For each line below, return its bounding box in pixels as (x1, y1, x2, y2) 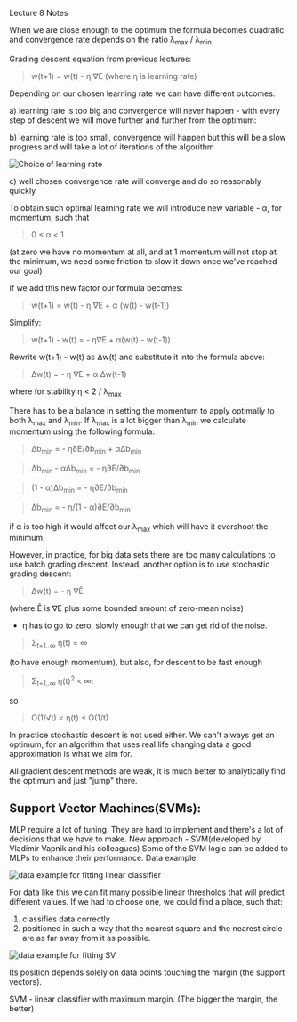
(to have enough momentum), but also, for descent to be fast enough (9, 657, 262, 668)
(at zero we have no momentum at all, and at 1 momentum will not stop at (9, 246, 277, 257)
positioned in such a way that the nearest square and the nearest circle (21, 923, 283, 934)
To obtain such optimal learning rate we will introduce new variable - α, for (9, 202, 283, 213)
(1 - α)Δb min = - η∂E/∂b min (30, 482, 128, 495)
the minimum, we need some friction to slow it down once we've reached (9, 255, 277, 266)
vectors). (9, 977, 43, 987)
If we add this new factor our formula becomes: (9, 282, 184, 293)
